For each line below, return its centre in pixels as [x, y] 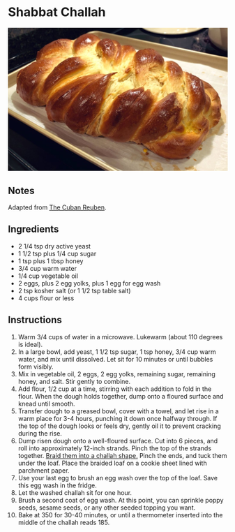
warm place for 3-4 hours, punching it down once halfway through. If [117, 418]
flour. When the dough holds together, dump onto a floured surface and [121, 396]
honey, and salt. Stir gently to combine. [74, 381]
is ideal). [30, 344]
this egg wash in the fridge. [57, 485]
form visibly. [36, 367]
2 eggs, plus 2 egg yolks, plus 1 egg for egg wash [89, 283]
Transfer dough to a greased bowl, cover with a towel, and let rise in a [118, 411]
